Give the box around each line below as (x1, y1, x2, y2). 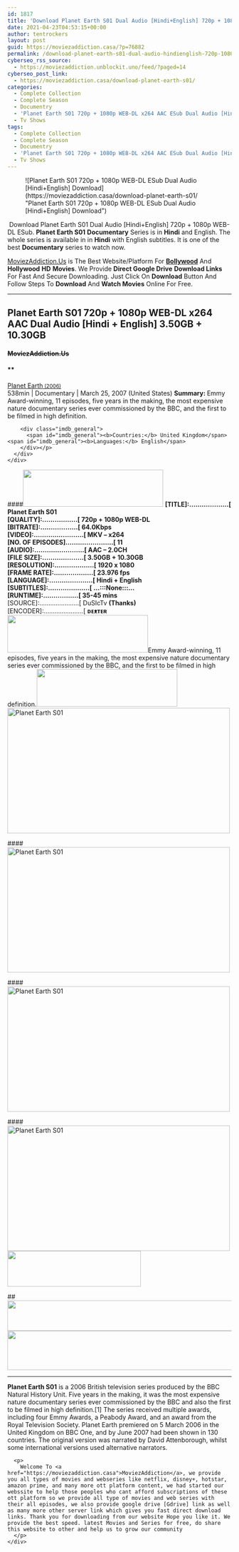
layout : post (7, 37, 46, 44)
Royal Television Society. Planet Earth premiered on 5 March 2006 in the (7, 1421, 219, 1429)
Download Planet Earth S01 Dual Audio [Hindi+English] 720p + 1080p (9, 220, 211, 228)
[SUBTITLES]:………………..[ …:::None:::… (7, 583, 135, 593)
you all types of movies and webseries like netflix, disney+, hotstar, (7, 1476, 228, 1483)
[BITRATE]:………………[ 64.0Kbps (7, 523, 112, 532)
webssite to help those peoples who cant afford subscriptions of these (7, 1488, 228, 1496)
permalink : (7, 51, 40, 58)
